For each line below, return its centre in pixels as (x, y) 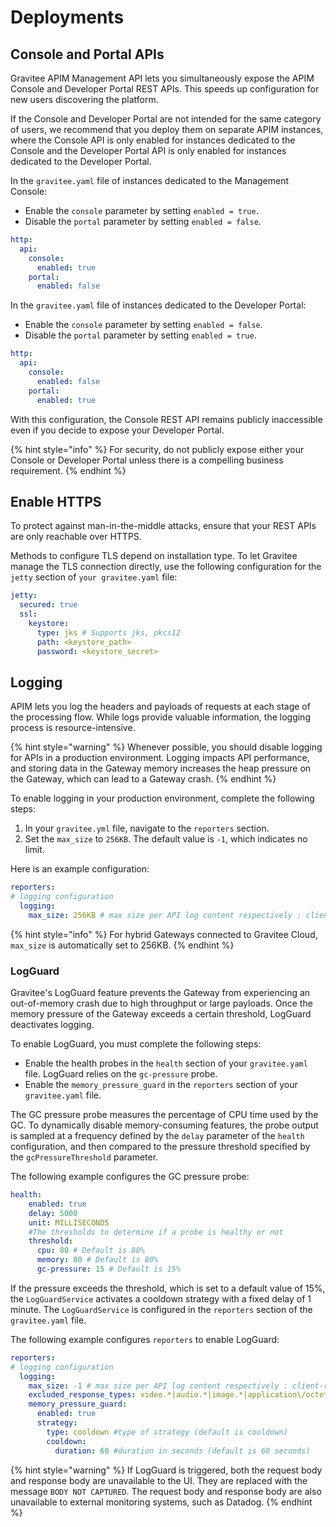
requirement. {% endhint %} (68, 470)
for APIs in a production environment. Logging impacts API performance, (160, 758)
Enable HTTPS (56, 501)
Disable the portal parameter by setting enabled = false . (143, 221)
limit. (34, 850)
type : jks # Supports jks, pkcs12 (109, 632)
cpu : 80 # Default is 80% (90, 1251)
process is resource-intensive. (73, 728)
